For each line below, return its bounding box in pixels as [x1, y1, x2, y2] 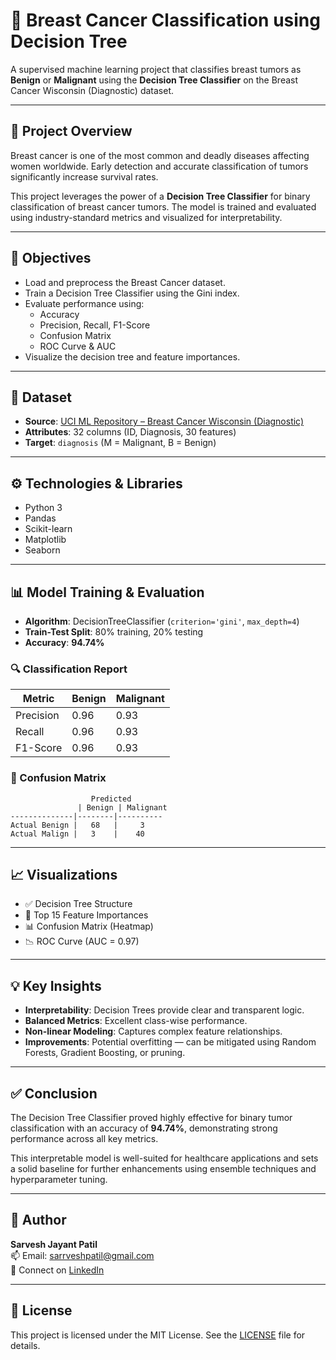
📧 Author [10, 1212, 67, 1229]
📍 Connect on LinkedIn [10, 1264, 105, 1276]
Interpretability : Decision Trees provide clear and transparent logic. [24, 1004, 305, 1016]
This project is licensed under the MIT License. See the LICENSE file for [10, 1329, 306, 1341]
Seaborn [24, 544, 61, 556]
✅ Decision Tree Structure [24, 898, 133, 910]
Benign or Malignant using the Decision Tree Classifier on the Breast [10, 74, 299, 86]
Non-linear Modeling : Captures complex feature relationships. [24, 1025, 283, 1038]
